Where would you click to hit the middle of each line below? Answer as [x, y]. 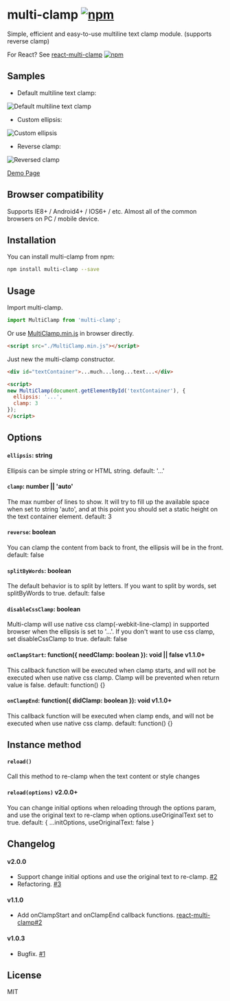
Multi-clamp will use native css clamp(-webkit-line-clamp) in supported [108, 625]
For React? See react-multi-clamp [55, 54]
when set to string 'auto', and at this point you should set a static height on [113, 509]
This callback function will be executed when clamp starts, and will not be [112, 670]
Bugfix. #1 [31, 953]
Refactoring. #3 [39, 884]
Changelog [31, 843]
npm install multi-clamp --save [53, 270]
